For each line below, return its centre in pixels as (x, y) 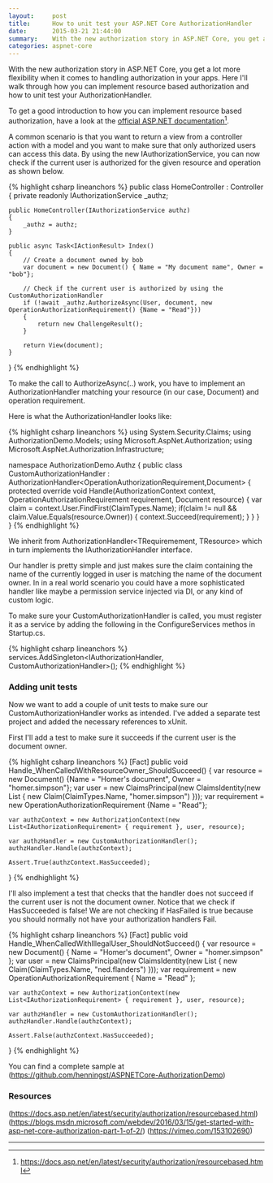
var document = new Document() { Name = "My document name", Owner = (143, 267)
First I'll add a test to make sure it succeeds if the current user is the (122, 738)
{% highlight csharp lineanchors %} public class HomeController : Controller (136, 187)
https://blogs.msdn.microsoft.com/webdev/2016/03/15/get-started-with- (132, 1122)
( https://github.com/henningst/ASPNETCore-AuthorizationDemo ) (117, 1075)
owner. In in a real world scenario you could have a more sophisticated (127, 582)
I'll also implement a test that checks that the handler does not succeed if (131, 893)
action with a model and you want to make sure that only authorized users (132, 145)
